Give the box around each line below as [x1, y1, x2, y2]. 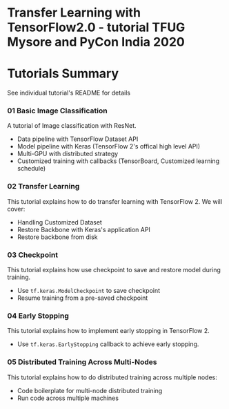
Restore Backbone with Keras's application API [17, 225, 150, 234]
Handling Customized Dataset [17, 218, 102, 226]
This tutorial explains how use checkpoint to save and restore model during [7, 266, 221, 274]
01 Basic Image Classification [7, 106, 108, 115]
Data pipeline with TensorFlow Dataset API [17, 135, 139, 143]
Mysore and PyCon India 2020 [7, 35, 185, 50]
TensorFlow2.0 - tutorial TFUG [7, 19, 186, 35]
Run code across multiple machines [17, 394, 119, 402]
